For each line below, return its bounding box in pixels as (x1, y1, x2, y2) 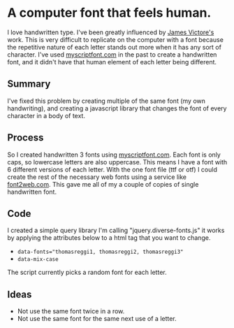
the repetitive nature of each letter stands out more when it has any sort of (7, 43, 222, 51)
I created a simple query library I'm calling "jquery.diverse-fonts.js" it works (7, 226, 225, 235)
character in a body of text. (7, 111, 86, 120)
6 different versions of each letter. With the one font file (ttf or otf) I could (7, 165, 218, 173)
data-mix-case (17, 256, 59, 263)
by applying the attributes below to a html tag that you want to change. (7, 234, 211, 242)
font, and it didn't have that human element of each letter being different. (7, 57, 217, 66)
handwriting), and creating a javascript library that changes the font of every (7, 104, 227, 113)
